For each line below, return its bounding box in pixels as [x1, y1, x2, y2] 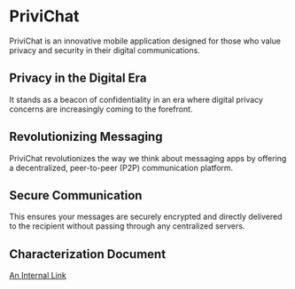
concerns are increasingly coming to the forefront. [9, 104, 193, 114]
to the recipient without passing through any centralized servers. [9, 221, 245, 231]
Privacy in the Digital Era [9, 71, 147, 86]
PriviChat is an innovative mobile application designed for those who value [9, 35, 282, 46]
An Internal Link [9, 270, 66, 281]
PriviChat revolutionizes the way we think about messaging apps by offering [9, 152, 287, 163]
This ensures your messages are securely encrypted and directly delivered [9, 211, 283, 223]
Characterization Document [9, 246, 167, 262]
